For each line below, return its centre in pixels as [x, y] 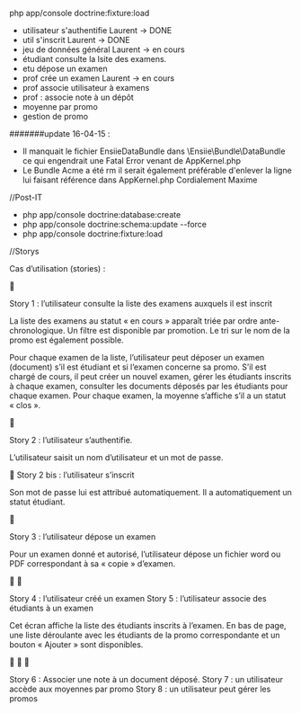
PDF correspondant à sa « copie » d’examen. [93, 564]
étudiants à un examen [52, 608]
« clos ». [25, 405]
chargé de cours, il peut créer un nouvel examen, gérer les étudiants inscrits [150, 376]
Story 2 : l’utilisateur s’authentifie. [71, 440]
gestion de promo [55, 116]
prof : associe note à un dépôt [78, 97]
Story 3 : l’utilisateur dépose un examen [83, 537]
